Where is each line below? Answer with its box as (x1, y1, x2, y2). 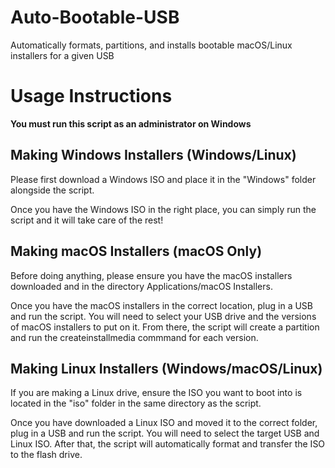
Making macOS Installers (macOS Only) (10, 243, 263, 260)
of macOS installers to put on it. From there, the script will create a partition (10, 321, 320, 333)
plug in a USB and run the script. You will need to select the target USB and (10, 427, 320, 440)
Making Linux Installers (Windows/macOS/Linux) (10, 360, 323, 377)
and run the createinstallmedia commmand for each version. (10, 331, 259, 343)
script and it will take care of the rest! (10, 214, 164, 226)
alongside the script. (10, 184, 95, 196)
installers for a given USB (10, 49, 115, 61)
